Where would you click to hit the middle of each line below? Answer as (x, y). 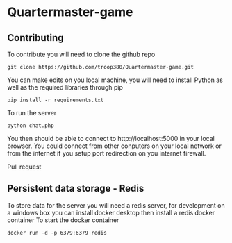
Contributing (35, 38)
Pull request (24, 167)
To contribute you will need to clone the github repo (81, 54)
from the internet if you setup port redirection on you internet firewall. (107, 153)
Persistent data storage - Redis (76, 188)
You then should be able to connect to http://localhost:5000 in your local (111, 139)
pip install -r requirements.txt (56, 100)
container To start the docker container (63, 220)
